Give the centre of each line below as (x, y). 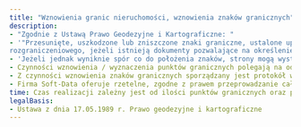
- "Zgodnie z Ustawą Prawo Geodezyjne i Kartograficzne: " (122, 34)
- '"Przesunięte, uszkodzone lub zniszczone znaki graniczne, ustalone (146, 42)
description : (34, 26)
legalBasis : (31, 101)
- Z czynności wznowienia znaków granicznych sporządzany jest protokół (148, 76)
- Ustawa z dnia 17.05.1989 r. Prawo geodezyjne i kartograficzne (136, 109)
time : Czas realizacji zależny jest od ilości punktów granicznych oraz (148, 92)
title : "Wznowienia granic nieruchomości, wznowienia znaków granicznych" (152, 17)
